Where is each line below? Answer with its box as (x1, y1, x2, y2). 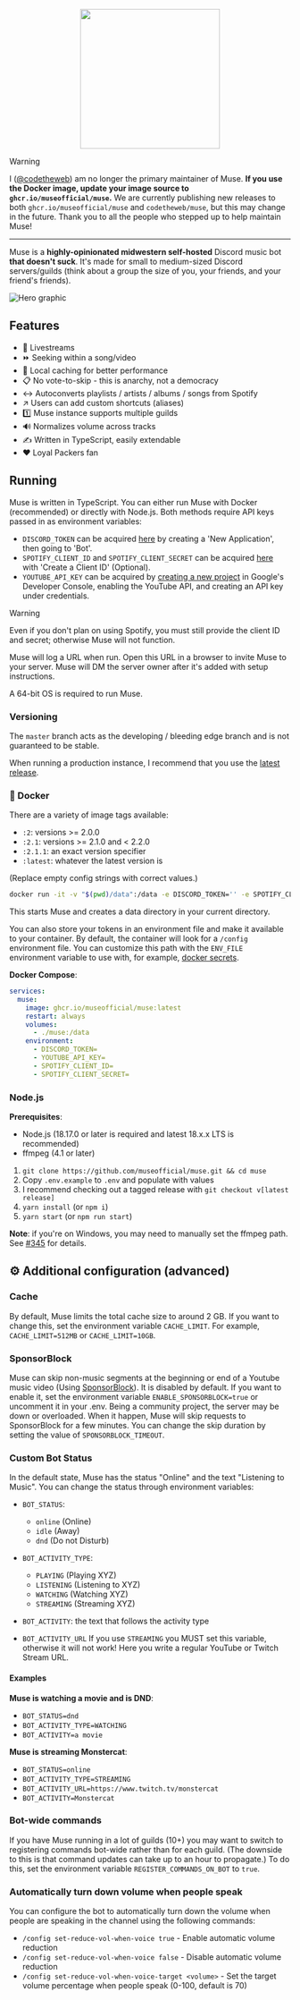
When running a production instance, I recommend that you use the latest (9, 757, 280, 768)
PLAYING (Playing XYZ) (35, 1570, 117, 1581)
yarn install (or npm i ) (21, 1201, 109, 1212)
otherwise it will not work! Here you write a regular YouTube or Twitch (21, 1642, 279, 1654)
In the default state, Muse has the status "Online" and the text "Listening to (9, 1472, 285, 1483)
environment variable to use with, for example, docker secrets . (9, 953, 239, 963)
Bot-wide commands (9, 1814, 103, 1826)
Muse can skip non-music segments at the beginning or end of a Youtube (9, 1373, 280, 1383)
